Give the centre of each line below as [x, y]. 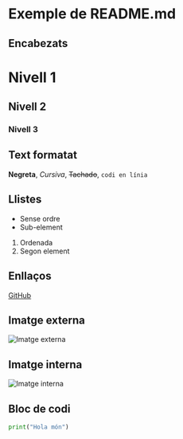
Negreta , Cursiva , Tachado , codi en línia [78, 174]
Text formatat [43, 155]
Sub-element [41, 227]
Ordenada [36, 242]
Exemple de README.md [92, 14]
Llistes [25, 200]
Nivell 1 [32, 77]
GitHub [20, 295]
